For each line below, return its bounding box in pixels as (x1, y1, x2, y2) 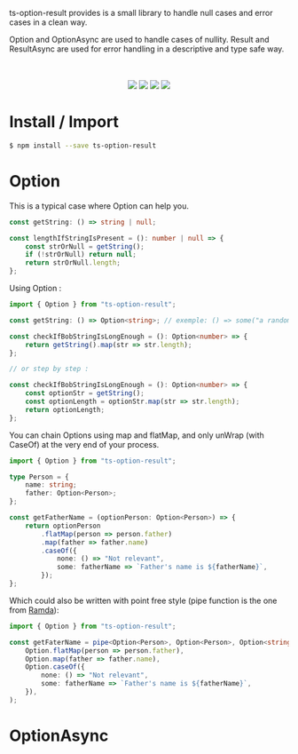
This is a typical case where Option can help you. (9, 200, 189, 211)
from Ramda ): (9, 604, 59, 615)
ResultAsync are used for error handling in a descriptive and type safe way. (9, 44, 285, 54)
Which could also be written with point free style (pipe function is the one (9, 595, 278, 606)
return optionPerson (25, 521, 101, 530)
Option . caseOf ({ (25, 663, 86, 671)
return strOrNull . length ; (25, 258, 122, 267)
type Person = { (9, 472, 69, 481)
